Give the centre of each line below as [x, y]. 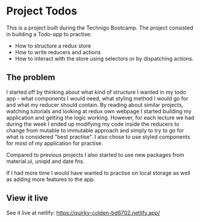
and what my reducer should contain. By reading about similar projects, [95, 105]
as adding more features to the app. [51, 179]
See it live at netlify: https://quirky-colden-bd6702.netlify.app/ [83, 212]
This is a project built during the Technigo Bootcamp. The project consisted [100, 28]
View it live [27, 198]
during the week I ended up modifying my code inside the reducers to [93, 124]
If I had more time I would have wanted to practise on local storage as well [98, 173]
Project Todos [42, 11]
